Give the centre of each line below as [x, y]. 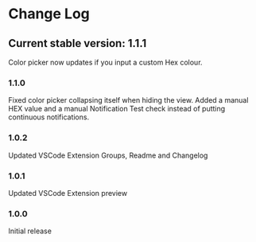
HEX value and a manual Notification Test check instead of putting [117, 109]
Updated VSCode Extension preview [68, 193]
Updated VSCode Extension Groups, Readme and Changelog [108, 155]
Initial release [30, 231]
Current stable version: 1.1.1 [78, 43]
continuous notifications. [49, 117]
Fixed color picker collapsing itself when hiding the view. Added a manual [128, 100]
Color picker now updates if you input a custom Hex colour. [105, 62]
